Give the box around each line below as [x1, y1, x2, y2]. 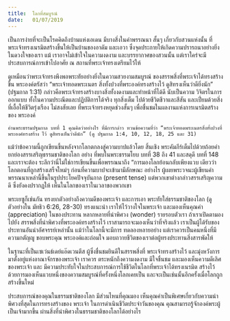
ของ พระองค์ [8, 110, 36, 119]
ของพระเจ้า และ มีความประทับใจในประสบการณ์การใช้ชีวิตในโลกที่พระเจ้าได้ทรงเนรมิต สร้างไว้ [8, 262, 215, 271]
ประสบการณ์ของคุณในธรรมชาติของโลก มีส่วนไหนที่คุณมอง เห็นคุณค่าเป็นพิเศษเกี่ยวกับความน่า [8, 292, 218, 300]
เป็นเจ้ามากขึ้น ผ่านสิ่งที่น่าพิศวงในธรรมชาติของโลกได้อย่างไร [8, 307, 141, 316]
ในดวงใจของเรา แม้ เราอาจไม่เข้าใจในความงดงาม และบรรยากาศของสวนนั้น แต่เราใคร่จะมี [8, 51, 207, 59]
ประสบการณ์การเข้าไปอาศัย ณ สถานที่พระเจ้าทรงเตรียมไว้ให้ [8, 58, 141, 67]
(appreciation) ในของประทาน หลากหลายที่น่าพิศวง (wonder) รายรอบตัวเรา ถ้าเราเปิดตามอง [8, 210, 224, 218]
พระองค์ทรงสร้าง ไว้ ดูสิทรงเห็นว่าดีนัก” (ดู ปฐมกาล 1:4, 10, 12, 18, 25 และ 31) [8, 130, 197, 137]
